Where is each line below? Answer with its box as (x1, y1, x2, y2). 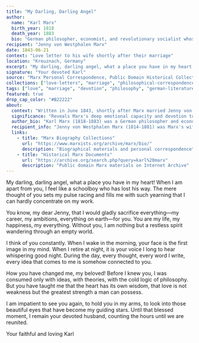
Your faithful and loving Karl (6, 331, 74, 338)
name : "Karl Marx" (11, 20, 57, 25)
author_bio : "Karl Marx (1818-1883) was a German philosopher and (11, 119, 179, 125)
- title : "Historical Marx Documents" (17, 151, 113, 157)
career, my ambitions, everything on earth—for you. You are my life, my (6, 215, 181, 222)
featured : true (6, 91, 44, 97)
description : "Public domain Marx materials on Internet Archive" (21, 163, 190, 169)
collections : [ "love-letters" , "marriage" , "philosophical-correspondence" (6, 80, 197, 86)
